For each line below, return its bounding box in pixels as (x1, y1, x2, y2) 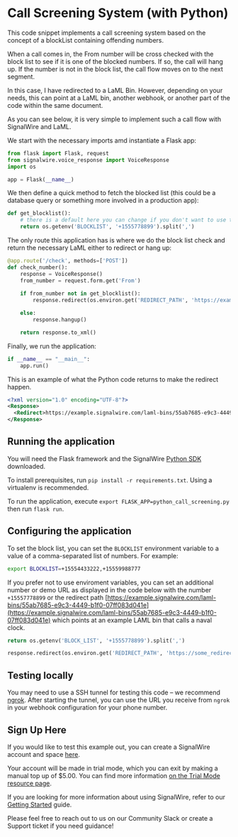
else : (20, 310, 37, 317)
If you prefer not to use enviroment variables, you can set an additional (7, 578, 214, 587)
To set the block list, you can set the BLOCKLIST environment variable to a (7, 544, 220, 553)
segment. (7, 72, 35, 81)
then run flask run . (7, 504, 64, 513)
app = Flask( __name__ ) (7, 176, 74, 183)
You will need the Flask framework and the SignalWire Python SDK (7, 454, 202, 462)
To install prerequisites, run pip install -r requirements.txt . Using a (7, 475, 212, 484)
